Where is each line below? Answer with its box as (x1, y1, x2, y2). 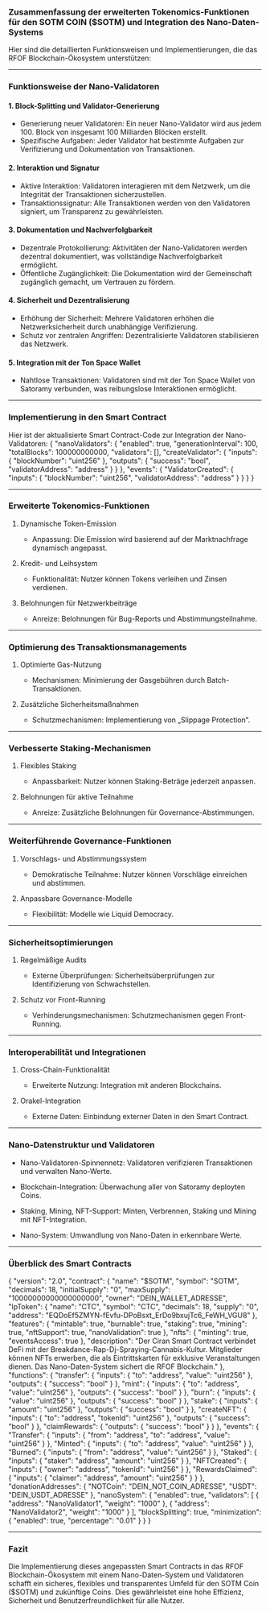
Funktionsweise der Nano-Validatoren (8, 81, 160, 93)
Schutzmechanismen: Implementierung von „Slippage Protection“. (31, 715, 251, 725)
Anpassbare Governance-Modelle (19, 893, 133, 903)
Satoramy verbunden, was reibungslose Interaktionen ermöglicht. (19, 384, 237, 394)
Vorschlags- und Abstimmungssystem (19, 854, 147, 863)
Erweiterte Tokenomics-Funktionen (8, 500, 150, 511)
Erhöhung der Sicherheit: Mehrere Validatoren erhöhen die (19, 313, 215, 324)
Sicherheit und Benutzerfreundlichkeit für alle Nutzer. (8, 1596, 185, 1606)
